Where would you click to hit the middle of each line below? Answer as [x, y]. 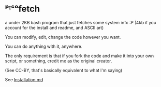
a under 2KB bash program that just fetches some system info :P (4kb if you [80, 22]
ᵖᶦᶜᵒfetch [22, 9]
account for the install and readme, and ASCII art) [54, 28]
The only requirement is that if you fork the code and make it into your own [80, 56]
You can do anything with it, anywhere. [44, 46]
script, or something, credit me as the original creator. [59, 61]
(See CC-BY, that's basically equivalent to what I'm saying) [64, 70]
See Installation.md [24, 79]
